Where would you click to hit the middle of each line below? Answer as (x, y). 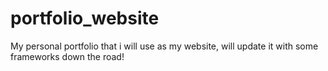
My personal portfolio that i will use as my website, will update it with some (164, 46)
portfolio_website (85, 18)
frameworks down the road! (67, 56)
